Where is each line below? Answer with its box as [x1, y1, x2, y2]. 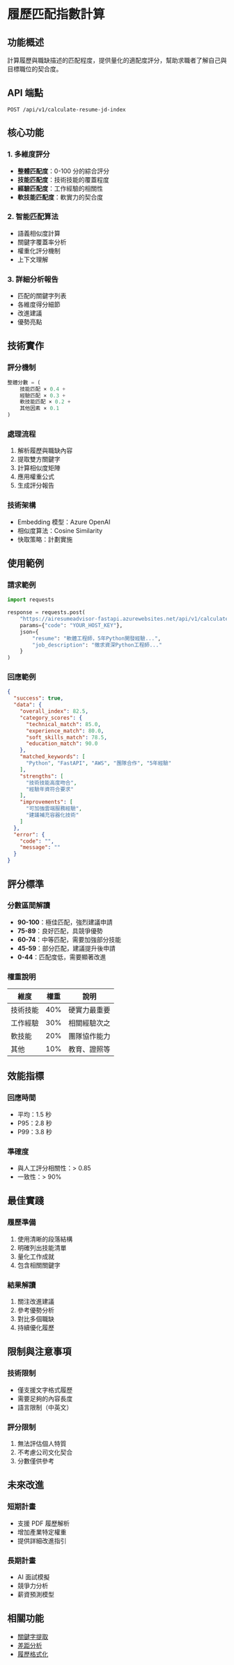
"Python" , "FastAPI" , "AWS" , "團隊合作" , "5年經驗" [25, 760, 172, 767]
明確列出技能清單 [17, 1243, 67, 1252]
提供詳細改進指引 [17, 1536, 67, 1545]
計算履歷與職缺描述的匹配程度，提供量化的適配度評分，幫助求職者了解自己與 [7, 56, 227, 64]
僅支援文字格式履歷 [17, 1385, 73, 1394]
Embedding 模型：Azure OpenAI [17, 518, 111, 526]
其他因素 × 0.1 [19, 405, 60, 412]
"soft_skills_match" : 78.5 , [25, 734, 108, 741]
